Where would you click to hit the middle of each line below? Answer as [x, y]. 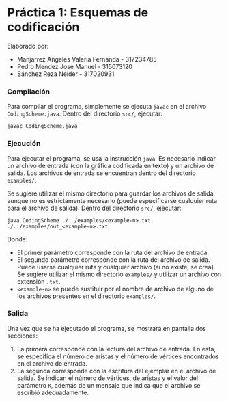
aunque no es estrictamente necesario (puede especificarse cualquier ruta [112, 200]
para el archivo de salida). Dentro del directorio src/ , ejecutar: [94, 208]
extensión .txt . [39, 281]
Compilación [29, 92]
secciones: [23, 336]
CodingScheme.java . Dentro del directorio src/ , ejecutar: [85, 113]
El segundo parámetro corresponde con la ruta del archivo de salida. [113, 259]
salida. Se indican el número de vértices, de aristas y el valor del [108, 378]
